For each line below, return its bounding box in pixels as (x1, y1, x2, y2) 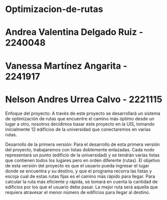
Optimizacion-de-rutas (5, 4, 103, 15)
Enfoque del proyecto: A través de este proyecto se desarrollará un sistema (5, 110, 160, 116)
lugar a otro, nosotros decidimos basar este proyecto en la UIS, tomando (5, 121, 155, 127)
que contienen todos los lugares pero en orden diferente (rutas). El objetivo (5, 157, 160, 163)
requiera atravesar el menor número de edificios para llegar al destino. (5, 189, 150, 195)
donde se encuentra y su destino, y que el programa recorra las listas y (5, 168, 152, 174)
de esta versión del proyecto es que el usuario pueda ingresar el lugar (5, 162, 149, 168)
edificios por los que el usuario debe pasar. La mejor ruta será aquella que (5, 184, 158, 190)
